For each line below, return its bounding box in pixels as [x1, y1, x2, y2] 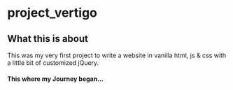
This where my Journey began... [7, 75, 104, 83]
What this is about [7, 33, 89, 45]
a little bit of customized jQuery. [7, 59, 99, 67]
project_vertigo [7, 5, 98, 21]
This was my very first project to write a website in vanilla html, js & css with [7, 51, 227, 59]
